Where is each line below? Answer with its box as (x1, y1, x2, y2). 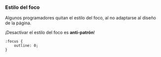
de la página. (5, 20, 32, 26)
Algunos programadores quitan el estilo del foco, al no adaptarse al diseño (5, 15, 156, 21)
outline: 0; (14, 43, 38, 48)
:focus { (5, 39, 23, 44)
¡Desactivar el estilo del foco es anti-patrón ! (5, 30, 95, 36)
